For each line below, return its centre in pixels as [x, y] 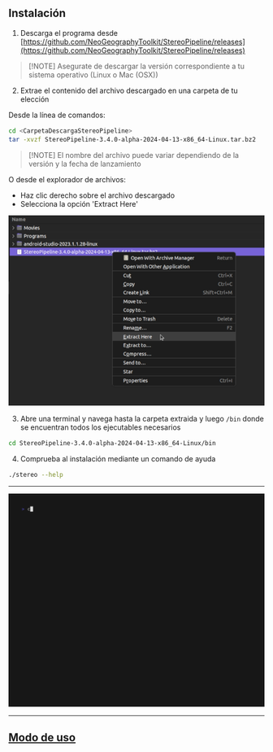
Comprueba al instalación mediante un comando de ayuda [118, 458]
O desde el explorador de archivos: [67, 179]
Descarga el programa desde [69, 33]
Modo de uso [42, 737]
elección [35, 99]
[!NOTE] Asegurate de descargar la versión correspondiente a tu [136, 66]
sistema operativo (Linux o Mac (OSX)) [93, 74]
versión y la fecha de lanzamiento [84, 164]
